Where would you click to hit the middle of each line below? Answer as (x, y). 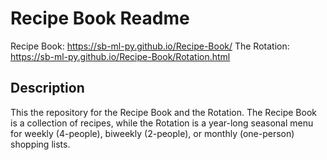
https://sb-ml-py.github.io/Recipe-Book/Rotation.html (120, 56)
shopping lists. (40, 144)
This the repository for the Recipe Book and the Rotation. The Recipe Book (163, 112)
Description (47, 88)
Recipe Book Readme (100, 18)
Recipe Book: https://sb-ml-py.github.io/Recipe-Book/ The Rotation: (150, 46)
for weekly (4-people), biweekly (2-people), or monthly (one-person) (152, 133)
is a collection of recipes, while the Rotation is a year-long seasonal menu (162, 123)
